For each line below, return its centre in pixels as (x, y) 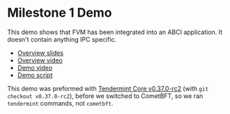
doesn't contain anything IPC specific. (62, 39)
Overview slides (40, 53)
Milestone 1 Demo (60, 13)
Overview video (40, 60)
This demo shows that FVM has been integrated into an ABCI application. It (115, 32)
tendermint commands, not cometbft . (60, 103)
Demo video (35, 67)
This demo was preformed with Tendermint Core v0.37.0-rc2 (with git (108, 88)
